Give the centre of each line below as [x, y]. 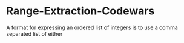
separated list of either [34, 33]
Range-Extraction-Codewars [80, 11]
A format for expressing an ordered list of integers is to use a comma [92, 27]
